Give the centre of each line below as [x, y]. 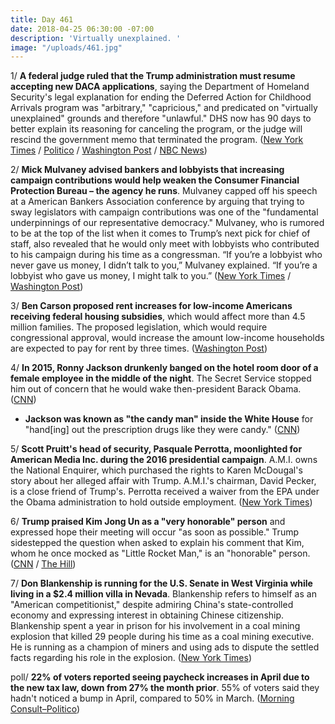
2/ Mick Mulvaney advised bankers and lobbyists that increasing [147, 170]
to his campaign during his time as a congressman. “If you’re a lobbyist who [166, 255]
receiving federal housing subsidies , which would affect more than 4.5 [158, 317]
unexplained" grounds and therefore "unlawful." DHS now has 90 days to [161, 118]
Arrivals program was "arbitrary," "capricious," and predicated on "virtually [164, 108]
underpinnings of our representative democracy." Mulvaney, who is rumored [167, 223]
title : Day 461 [42, 19]
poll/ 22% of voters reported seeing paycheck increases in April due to [160, 677]
